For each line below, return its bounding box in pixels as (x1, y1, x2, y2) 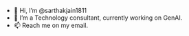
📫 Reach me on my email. (13, 21, 88, 29)
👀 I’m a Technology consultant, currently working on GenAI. (13, 14, 183, 22)
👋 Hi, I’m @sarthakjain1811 (13, 7, 87, 14)
